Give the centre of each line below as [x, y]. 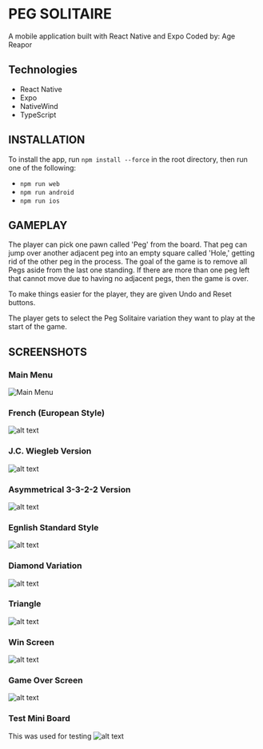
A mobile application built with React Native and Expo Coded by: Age [122, 36]
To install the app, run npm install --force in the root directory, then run [128, 159]
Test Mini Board [39, 719]
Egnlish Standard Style [54, 527]
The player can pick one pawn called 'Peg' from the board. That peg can [128, 244]
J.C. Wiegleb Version [50, 451]
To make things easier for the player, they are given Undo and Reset [120, 294]
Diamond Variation [45, 566]
